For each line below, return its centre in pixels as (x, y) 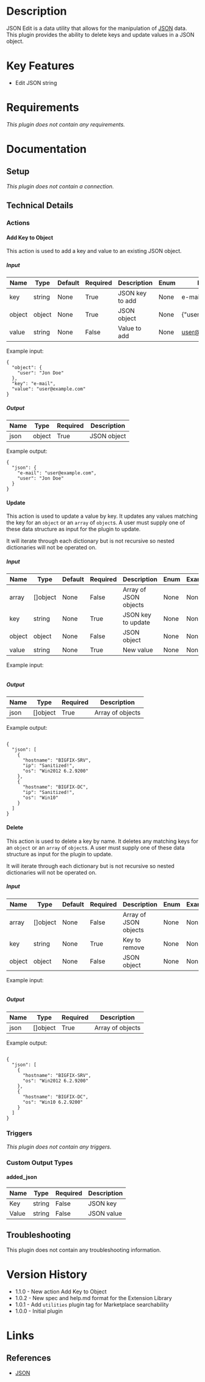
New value (138, 650)
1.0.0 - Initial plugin (39, 1311)
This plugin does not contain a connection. (60, 186)
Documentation (47, 149)
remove (134, 947)
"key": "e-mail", (34, 384)
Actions (18, 223)
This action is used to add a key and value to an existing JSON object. (94, 251)
